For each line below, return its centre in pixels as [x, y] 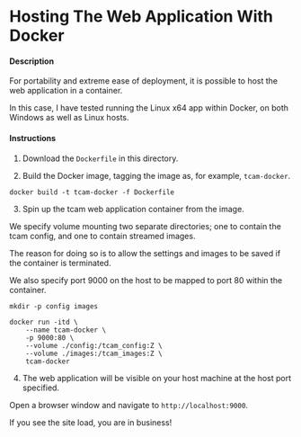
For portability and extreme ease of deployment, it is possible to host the [144, 81]
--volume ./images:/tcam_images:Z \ [94, 353]
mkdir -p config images [54, 306]
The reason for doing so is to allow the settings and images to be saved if [145, 253]
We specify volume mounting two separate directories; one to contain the [145, 226]
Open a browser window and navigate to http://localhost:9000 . [129, 405]
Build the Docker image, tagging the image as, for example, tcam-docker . [156, 175]
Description [32, 61]
